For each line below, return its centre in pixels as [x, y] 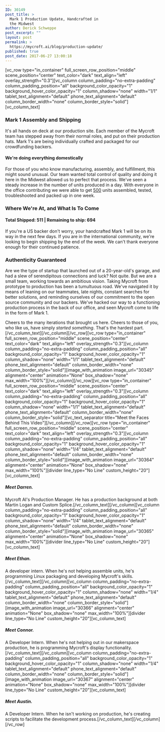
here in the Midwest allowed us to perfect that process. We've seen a [76, 179]
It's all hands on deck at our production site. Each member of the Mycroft [80, 131]
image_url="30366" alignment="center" [94, 608]
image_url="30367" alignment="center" [94, 679]
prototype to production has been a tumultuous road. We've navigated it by [82, 287]
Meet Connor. [20, 630]
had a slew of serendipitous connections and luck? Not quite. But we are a [81, 276]
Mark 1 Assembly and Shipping [43, 120]
